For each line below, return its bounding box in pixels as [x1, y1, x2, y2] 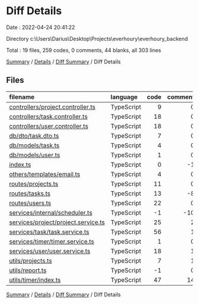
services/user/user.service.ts [9, 247, 91, 255]
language [110, 93, 138, 101]
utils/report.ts [9, 266, 47, 274]
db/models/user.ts [9, 151, 60, 159]
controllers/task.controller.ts [9, 112, 88, 121]
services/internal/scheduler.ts [9, 208, 93, 216]
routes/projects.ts [9, 179, 59, 187]
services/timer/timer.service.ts [9, 237, 95, 245]
